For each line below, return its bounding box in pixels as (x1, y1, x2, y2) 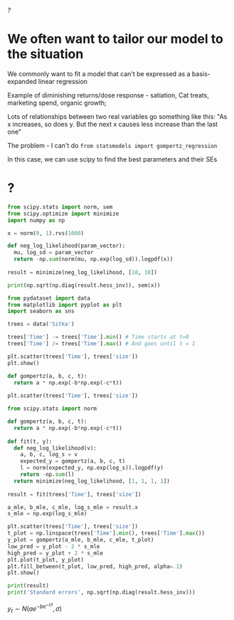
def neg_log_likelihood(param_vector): (7, 242, 126, 250)
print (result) (7, 582, 50, 589)
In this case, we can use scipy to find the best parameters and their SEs (7, 154, 218, 163)
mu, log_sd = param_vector (14, 249, 94, 256)
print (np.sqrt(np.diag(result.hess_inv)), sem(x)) (7, 281, 161, 289)
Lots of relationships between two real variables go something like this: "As (7, 112, 228, 120)
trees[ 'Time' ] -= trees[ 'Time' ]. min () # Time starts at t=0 (7, 334, 190, 341)
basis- (191, 69, 211, 78)
